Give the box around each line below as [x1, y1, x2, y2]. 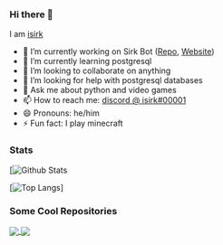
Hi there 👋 [9, 8, 54, 21]
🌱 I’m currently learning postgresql [22, 56, 152, 67]
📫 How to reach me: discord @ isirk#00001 [22, 95, 187, 106]
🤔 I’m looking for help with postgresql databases [22, 75, 203, 86]
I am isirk [9, 29, 44, 40]
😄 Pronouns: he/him [22, 108, 100, 118]
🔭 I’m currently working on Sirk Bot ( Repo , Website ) [22, 46, 215, 57]
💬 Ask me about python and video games [22, 85, 177, 96]
